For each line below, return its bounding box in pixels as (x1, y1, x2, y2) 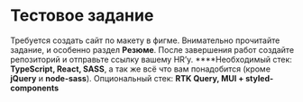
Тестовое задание (10, 5, 154, 26)
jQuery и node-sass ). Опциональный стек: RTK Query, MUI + (10, 72, 244, 83)
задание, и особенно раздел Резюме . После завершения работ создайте (10, 44, 295, 55)
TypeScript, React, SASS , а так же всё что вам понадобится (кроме (10, 64, 271, 74)
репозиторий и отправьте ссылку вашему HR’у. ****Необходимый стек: (10, 54, 292, 64)
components (10, 82, 60, 93)
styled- (245, 72, 274, 83)
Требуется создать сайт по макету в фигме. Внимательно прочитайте (10, 35, 280, 46)
